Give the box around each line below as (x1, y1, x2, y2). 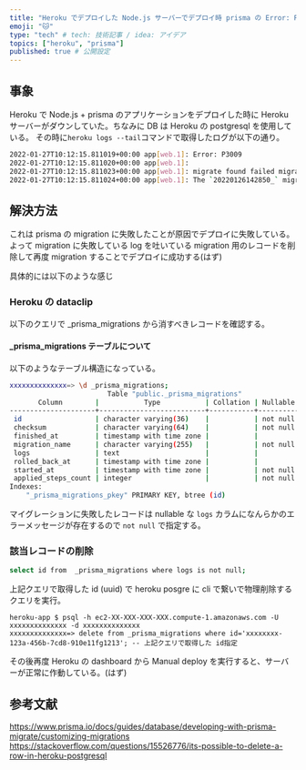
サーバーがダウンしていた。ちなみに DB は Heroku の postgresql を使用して (9, 120, 292, 131)
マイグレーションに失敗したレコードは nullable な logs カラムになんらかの (9, 509, 287, 519)
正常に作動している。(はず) (25, 667, 127, 678)
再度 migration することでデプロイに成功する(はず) (33, 251, 223, 262)
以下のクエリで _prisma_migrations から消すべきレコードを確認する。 (9, 318, 270, 329)
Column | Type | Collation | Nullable (37, 398, 296, 407)
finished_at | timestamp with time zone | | (13, 431, 259, 441)
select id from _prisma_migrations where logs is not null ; (9, 566, 247, 575)
